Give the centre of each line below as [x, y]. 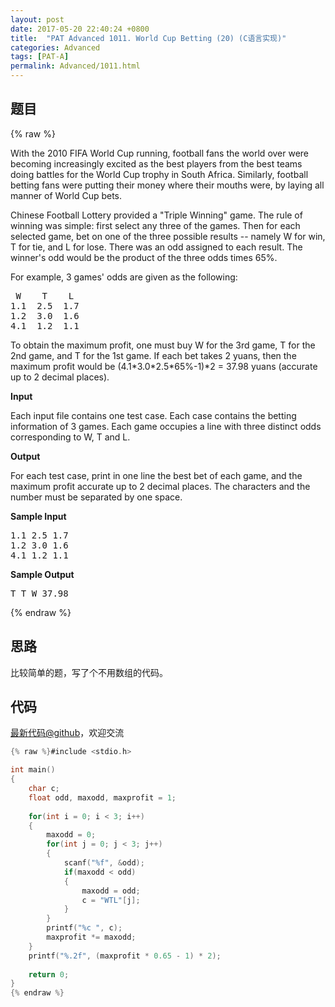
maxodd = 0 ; [71, 835]
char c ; [44, 789]
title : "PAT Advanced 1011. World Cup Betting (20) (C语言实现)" [148, 38]
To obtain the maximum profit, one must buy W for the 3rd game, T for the [163, 345]
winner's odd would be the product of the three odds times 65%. [144, 257]
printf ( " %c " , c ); [84, 928]
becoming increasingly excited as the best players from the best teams [156, 163]
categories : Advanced [55, 47]
